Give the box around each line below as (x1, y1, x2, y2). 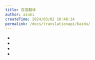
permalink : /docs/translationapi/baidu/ (5, 21, 91, 26)
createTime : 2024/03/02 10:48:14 (5, 16, 75, 21)
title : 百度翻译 (5, 7, 36, 12)
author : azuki (5, 12, 35, 17)
